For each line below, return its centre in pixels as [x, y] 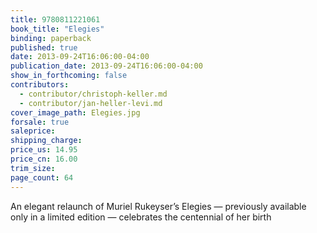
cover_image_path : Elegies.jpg [75, 112]
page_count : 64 [42, 177]
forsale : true [40, 122]
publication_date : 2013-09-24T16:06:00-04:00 [106, 66]
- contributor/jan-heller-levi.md [91, 103]
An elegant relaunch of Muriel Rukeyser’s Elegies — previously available [158, 206]
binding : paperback [51, 38]
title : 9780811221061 [55, 19]
